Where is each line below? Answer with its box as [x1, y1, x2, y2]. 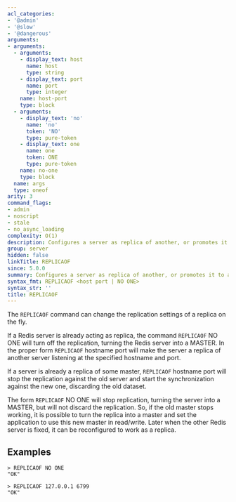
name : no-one [20, 166, 58, 174]
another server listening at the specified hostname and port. [7, 354, 181, 362]
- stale [7, 219, 30, 226]
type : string [25, 69, 65, 76]
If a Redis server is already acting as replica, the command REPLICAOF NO [7, 331, 218, 340]
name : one [25, 147, 55, 154]
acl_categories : [7, 10, 55, 18]
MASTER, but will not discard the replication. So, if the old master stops [7, 403, 214, 411]
